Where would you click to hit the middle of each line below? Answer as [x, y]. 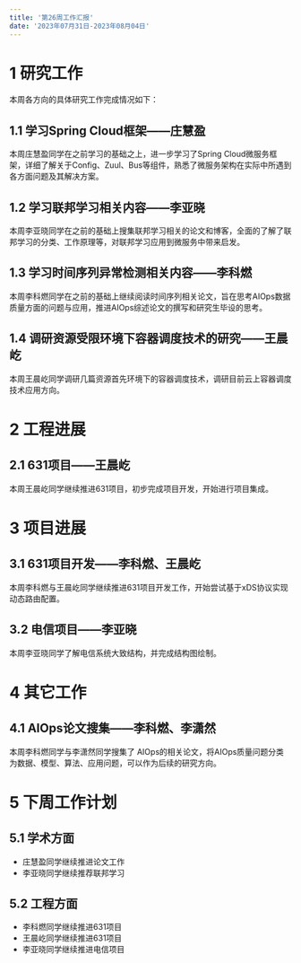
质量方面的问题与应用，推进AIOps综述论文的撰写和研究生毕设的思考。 [138, 307]
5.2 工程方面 [43, 903]
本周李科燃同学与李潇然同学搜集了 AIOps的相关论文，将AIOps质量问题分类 [147, 751]
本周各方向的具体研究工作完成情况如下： [84, 100]
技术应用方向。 [37, 390]
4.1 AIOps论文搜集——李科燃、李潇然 [113, 728]
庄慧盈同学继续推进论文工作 [73, 862]
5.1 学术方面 [42, 839]
